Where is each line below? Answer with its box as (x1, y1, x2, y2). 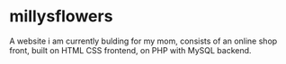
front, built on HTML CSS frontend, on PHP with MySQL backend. (9, 44, 252, 55)
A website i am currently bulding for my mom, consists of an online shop (9, 36, 278, 46)
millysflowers (9, 6, 113, 27)
